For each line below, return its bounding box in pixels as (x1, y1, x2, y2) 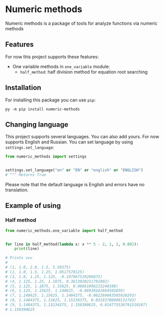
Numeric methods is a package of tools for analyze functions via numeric (5, 20, 158, 26)
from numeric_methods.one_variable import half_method (5, 228, 123, 233)
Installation (5, 83, 41, 92)
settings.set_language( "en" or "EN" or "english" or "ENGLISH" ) (5, 168, 143, 173)
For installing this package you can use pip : (5, 97, 96, 103)
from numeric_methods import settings (5, 154, 87, 160)
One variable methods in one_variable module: (12, 63, 110, 69)
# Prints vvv (5, 255, 33, 260)
